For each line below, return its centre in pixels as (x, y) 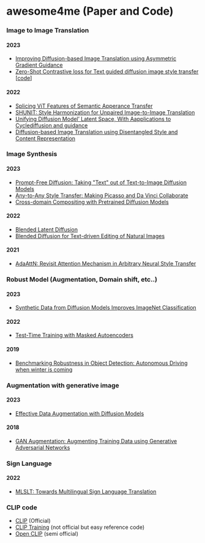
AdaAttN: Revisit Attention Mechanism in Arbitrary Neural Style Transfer (106, 264)
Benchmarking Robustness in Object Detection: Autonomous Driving (101, 363)
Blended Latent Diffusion (47, 229)
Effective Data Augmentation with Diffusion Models (80, 413)
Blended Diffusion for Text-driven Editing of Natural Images (90, 236)
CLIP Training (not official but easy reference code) (80, 527)
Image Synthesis (32, 154)
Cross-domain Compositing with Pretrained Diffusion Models (92, 202)
